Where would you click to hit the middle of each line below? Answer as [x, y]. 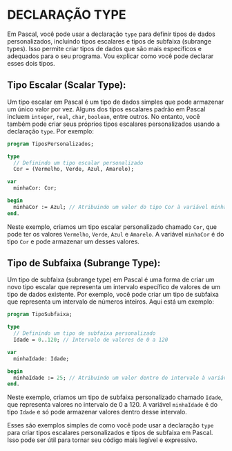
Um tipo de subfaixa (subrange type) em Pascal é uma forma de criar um [111, 279]
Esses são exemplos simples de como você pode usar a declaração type [110, 425]
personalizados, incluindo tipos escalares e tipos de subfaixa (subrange [109, 41]
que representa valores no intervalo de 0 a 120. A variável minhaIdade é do [113, 405]
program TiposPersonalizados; [51, 144]
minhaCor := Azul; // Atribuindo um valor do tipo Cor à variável [111, 207]
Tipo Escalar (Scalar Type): [67, 85]
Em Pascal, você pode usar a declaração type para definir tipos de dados [111, 34]
